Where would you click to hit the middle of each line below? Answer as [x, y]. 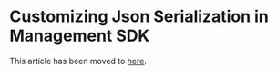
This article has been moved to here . [78, 61]
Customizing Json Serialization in [139, 17]
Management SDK [80, 36]
